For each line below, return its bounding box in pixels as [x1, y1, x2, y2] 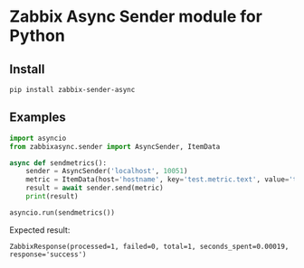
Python [9, 25, 65, 46]
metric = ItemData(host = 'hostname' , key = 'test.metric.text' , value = [25, 175, 290, 184]
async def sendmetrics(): [9, 158, 107, 168]
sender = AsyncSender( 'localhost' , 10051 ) [25, 167, 188, 176]
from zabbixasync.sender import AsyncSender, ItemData [9, 142, 221, 151]
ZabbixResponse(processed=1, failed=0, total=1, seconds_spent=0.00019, [9, 242, 290, 251]
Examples [9, 110, 66, 125]
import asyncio [9, 134, 67, 143]
